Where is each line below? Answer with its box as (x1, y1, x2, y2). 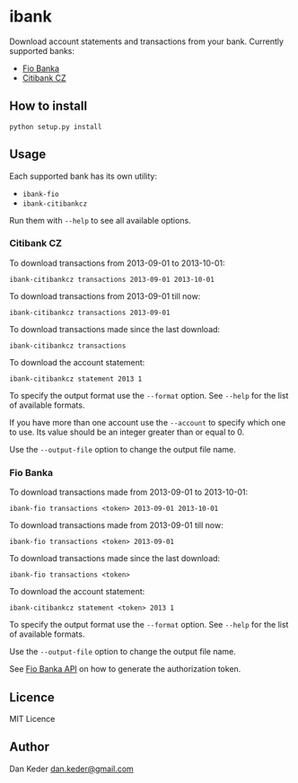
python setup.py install (9, 122, 102, 131)
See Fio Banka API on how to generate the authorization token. (9, 664, 241, 674)
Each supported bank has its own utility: (9, 171, 157, 181)
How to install (9, 99, 88, 114)
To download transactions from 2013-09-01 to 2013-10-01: (9, 258, 226, 268)
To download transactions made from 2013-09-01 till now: (9, 520, 223, 531)
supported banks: (9, 45, 74, 56)
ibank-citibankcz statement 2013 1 (9, 374, 143, 383)
